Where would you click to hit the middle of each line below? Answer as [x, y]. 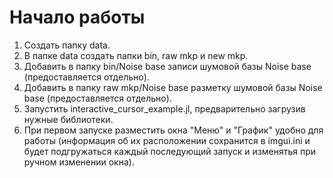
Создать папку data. [67, 45]
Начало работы [77, 17]
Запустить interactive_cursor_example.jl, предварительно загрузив [164, 108]
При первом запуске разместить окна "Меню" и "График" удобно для [173, 130]
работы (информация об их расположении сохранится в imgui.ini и [167, 140]
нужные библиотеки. [68, 119]
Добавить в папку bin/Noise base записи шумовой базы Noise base [167, 66]
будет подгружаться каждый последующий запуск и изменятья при [170, 151]
